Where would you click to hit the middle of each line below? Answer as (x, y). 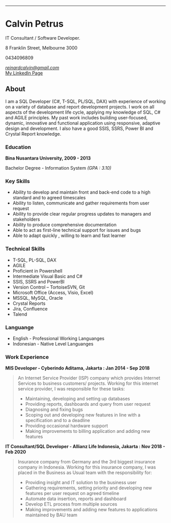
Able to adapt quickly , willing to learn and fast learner (69, 236)
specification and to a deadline (58, 421)
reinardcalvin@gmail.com (32, 67)
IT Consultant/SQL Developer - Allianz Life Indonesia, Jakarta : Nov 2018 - (85, 447)
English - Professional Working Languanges (59, 338)
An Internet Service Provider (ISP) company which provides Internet (89, 378)
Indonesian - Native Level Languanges (53, 344)
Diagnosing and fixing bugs (54, 410)
